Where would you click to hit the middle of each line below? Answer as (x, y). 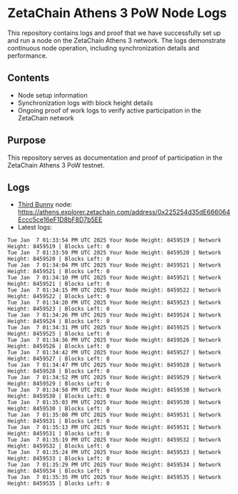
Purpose (27, 140)
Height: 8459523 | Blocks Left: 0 (59, 309)
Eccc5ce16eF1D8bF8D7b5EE (60, 220)
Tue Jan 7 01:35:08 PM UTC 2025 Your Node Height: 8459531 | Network (114, 415)
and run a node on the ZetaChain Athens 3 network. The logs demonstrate (117, 40)
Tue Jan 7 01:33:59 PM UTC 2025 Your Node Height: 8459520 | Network (114, 253)
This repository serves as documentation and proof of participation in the (115, 158)
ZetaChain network (46, 118)
